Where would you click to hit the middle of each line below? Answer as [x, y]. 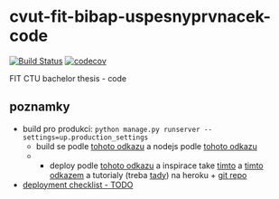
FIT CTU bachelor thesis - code [68, 78]
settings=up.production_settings [85, 137]
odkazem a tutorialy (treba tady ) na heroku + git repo [148, 175]
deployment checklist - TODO [78, 185]
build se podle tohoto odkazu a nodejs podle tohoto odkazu [146, 146]
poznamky [40, 107]
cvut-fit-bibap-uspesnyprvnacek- [140, 17]
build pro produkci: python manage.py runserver [111, 128]
